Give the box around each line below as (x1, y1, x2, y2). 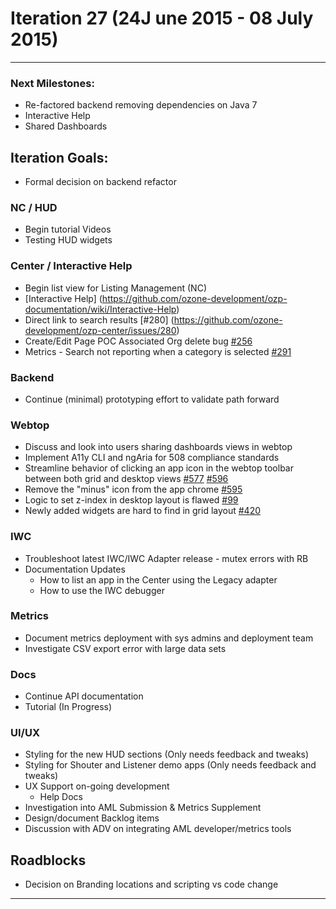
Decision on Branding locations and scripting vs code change (24, 878, 279, 891)
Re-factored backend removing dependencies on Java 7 (24, 99, 258, 111)
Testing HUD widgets (24, 234, 113, 246)
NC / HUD (10, 200, 58, 214)
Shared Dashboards (24, 120, 108, 132)
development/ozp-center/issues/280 (24, 324, 177, 336)
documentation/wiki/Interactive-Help (24, 303, 177, 315)
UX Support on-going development (24, 780, 170, 792)
